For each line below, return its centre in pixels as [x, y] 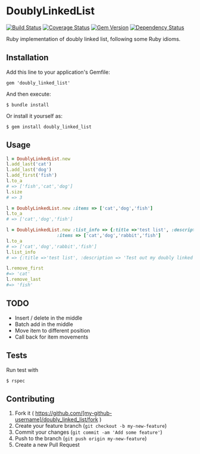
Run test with [22, 370]
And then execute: [29, 94]
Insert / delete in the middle [49, 318]
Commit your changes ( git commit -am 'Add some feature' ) [88, 432]
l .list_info [21, 252]
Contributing [30, 399]
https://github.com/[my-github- [73, 413]
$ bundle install [28, 105]
